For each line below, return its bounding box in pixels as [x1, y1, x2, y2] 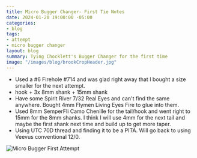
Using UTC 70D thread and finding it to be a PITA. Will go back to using [14, 127, 191, 134]
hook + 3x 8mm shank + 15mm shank [14, 88, 108, 96]
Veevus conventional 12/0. [14, 133, 80, 140]
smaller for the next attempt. [14, 82, 85, 89]
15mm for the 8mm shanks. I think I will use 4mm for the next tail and [14, 114, 185, 121]
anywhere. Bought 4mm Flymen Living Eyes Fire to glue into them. [14, 101, 180, 108]
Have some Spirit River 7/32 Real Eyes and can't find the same [14, 94, 170, 102]
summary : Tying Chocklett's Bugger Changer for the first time [6, 53, 168, 59]
